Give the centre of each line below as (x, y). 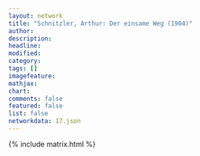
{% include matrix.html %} (52, 144)
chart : (19, 91)
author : (21, 31)
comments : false (35, 99)
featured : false (35, 106)
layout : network (35, 16)
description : (30, 38)
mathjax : (23, 83)
